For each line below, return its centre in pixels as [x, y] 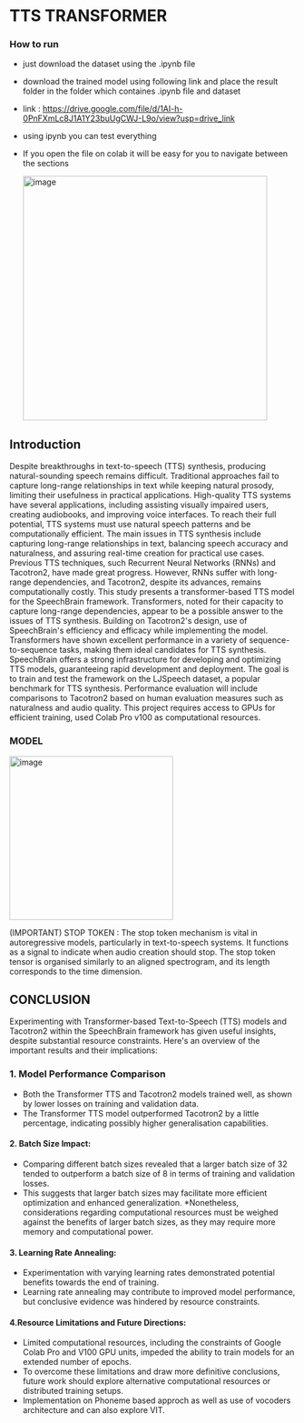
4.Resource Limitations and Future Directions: [98, 1322]
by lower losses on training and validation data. [111, 1103]
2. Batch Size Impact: [50, 1144]
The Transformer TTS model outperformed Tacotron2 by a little [141, 1113]
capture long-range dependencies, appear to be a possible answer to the [147, 611]
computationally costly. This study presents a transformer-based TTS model [152, 592]
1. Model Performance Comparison [88, 1074]
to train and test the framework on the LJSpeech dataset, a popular [135, 679]
